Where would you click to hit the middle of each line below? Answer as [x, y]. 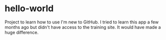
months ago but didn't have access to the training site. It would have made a [83, 27]
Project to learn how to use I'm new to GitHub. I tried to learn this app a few [82, 22]
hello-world [29, 9]
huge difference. [22, 32]
